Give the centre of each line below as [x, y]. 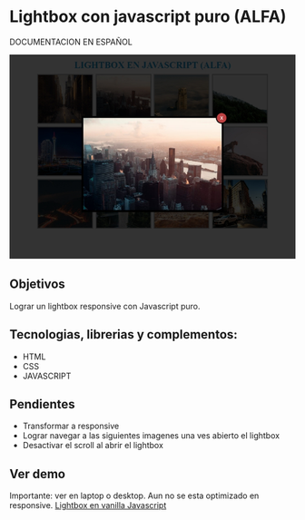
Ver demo [38, 474]
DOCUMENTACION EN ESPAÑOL [71, 42]
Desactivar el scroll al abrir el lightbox [93, 446]
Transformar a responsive [71, 426]
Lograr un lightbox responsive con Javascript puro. [105, 306]
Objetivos [37, 285]
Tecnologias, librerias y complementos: [123, 334]
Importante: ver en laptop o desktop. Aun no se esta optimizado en [134, 495]
